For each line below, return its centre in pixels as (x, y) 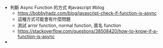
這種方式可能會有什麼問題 (44, 19)
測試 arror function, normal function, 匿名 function (69, 25)
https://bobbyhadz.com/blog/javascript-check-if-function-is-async (87, 13)
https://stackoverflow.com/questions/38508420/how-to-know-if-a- (88, 31)
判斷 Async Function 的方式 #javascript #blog (57, 7)
